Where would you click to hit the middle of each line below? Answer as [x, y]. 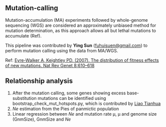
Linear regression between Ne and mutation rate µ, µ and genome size [84, 114]
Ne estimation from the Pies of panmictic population [66, 109]
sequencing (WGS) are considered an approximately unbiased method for [81, 25]
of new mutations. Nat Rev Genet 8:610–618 [50, 65]
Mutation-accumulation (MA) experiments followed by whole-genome [77, 20]
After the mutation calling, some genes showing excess [69, 93]
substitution [24, 98]
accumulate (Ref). [23, 36]
